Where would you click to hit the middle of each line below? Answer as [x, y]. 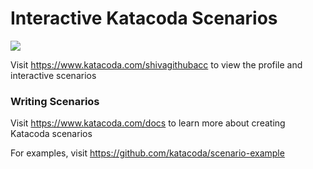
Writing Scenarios [55, 101]
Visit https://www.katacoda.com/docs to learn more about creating [148, 123]
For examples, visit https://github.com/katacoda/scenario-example [147, 153]
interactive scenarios [53, 75]
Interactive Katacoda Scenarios [144, 18]
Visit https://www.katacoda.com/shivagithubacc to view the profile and [156, 64]
